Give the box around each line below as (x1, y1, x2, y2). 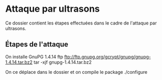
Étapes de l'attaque (5, 40, 69, 49)
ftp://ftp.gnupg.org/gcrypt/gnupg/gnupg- (64, 54, 151, 60)
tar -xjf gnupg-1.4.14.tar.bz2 (33, 59, 92, 65)
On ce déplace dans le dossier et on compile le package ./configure (5, 69, 148, 75)
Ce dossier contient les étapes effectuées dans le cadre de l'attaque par (5, 20, 157, 26)
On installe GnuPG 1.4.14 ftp (5, 54, 64, 60)
